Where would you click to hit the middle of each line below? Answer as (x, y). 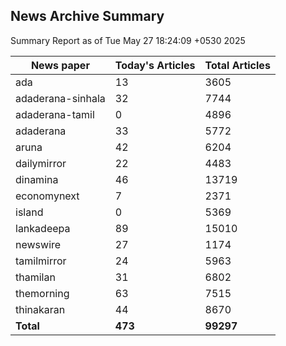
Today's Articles (155, 65)
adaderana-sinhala (60, 98)
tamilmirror (41, 261)
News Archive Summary (87, 16)
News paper (60, 65)
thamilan (35, 277)
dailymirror (41, 163)
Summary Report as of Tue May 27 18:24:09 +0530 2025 (128, 40)
